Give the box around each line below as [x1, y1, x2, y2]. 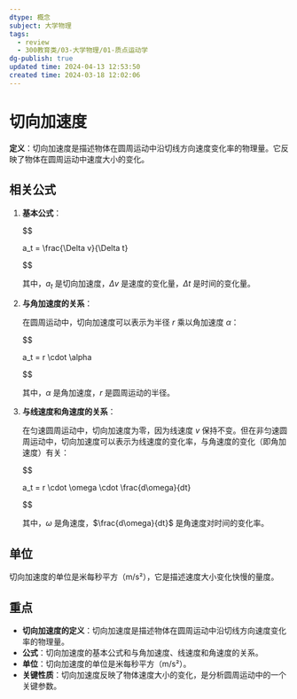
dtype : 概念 [9, 12, 51, 22]
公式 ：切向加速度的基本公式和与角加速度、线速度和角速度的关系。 [21, 647, 263, 657]
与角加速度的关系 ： [21, 298, 93, 309]
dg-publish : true [9, 54, 74, 63]
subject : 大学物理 [9, 21, 73, 30]
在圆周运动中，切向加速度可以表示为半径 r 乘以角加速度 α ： [21, 317, 239, 328]
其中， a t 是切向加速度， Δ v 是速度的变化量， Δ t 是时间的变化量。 [21, 278, 255, 291]
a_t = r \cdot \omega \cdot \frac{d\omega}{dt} [21, 483, 191, 493]
